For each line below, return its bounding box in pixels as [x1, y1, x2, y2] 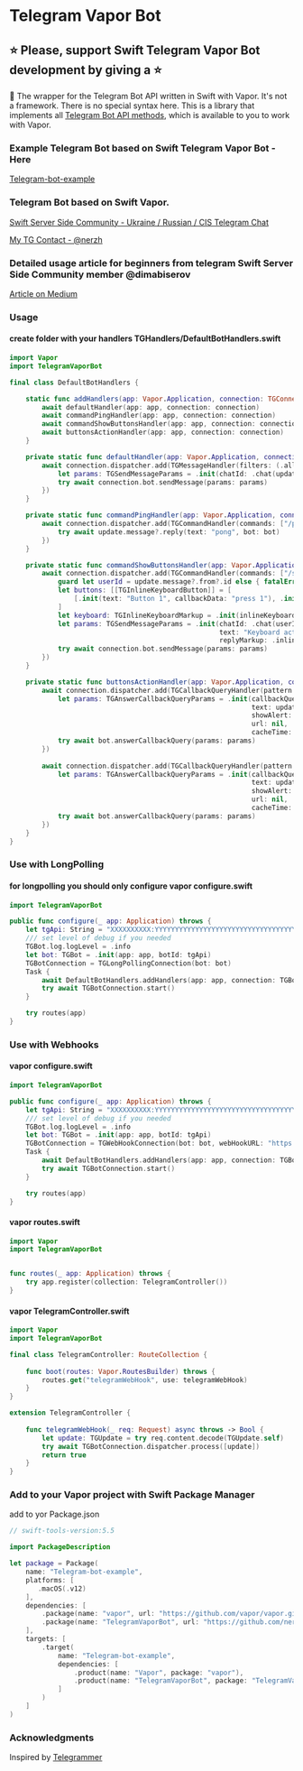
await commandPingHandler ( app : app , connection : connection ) [41, 411, 277, 420]
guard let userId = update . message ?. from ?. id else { [57, 577, 261, 586]
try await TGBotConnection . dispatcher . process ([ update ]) [41, 1442, 260, 1451]
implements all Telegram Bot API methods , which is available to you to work [9, 110, 290, 120]
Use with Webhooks [9, 1038, 99, 1051]
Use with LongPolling [9, 858, 105, 871]
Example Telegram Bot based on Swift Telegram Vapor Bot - [9, 142, 277, 154]
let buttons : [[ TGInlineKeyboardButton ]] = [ [57, 586, 232, 595]
